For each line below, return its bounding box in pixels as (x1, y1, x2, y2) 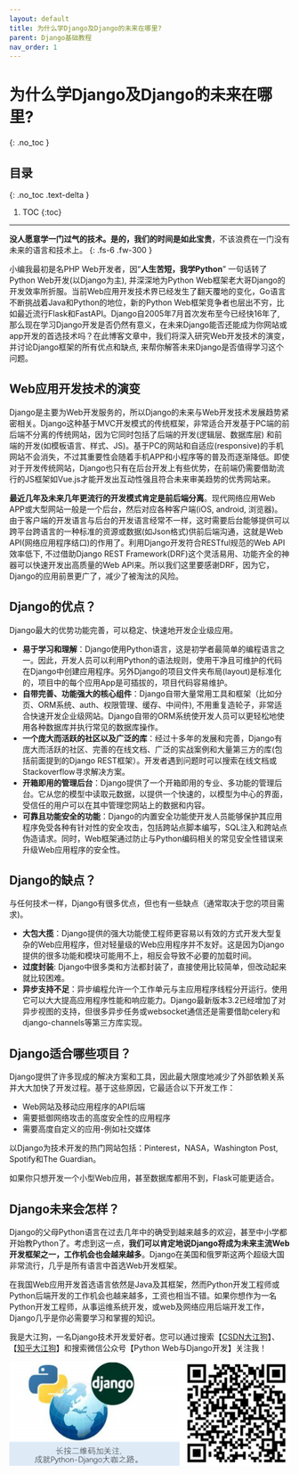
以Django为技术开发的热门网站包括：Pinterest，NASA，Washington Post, (9, 1142, 279, 1154)
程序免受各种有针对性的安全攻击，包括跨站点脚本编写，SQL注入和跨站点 (21, 821, 287, 833)
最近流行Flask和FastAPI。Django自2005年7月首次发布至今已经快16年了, (16, 309, 280, 318)
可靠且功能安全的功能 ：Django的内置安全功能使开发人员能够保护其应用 (21, 811, 283, 821)
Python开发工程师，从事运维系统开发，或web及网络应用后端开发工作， (9, 1302, 270, 1313)
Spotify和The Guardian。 (9, 1154, 101, 1165)
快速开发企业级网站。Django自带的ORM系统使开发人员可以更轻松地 (29, 710, 278, 721)
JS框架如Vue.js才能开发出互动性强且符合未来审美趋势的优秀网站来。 (24, 473, 276, 484)
